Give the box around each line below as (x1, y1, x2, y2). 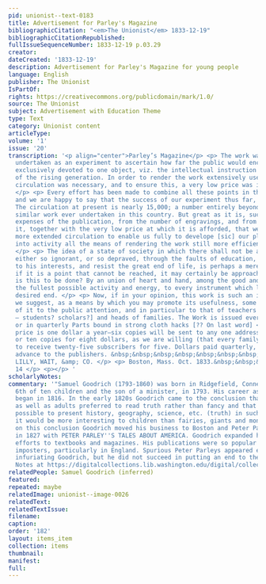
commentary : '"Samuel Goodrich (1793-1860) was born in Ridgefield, (8, 380, 239, 388)
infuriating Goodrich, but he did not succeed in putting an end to (15, 453, 246, 462)
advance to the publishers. (15, 350, 108, 359)
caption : (8, 520, 37, 528)
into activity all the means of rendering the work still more (15, 240, 228, 248)
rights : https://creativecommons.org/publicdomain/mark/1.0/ (8, 93, 215, 101)
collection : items (8, 542, 69, 550)
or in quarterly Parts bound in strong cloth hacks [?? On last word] (15, 321, 253, 329)
